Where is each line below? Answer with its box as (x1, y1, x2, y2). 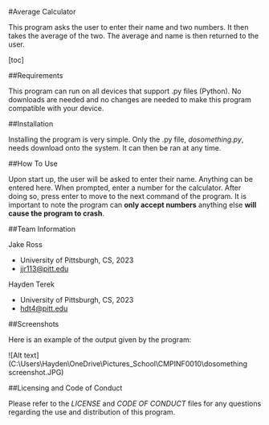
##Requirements (8, 71, 63, 80)
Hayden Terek (8, 279, 55, 289)
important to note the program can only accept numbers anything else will (8, 200, 257, 209)
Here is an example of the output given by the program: (8, 335, 192, 345)
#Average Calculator (8, 7, 76, 16)
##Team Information (8, 225, 76, 233)
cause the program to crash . (8, 208, 104, 218)
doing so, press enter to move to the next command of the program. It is (8, 192, 247, 200)
